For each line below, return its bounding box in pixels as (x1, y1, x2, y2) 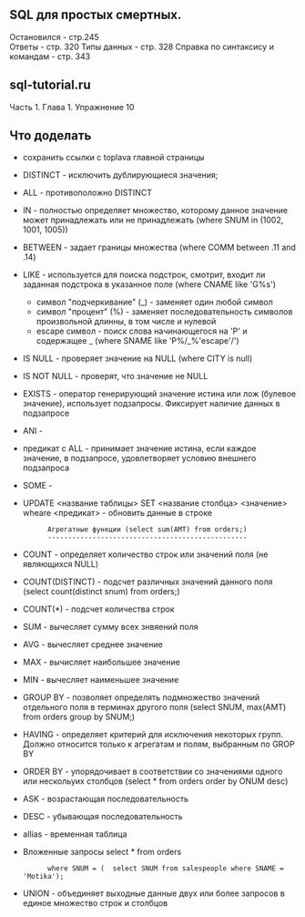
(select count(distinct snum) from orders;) (22, 586, 180, 597)
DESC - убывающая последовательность (22, 811, 184, 822)
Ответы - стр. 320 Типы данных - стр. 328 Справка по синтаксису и (9, 41, 275, 52)
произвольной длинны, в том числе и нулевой (36, 316, 217, 327)
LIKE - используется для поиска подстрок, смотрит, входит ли (22, 269, 266, 281)
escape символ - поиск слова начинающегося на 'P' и (36, 325, 248, 336)
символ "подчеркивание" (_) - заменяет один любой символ (36, 296, 273, 308)
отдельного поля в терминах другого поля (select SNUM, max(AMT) (22, 702, 287, 713)
